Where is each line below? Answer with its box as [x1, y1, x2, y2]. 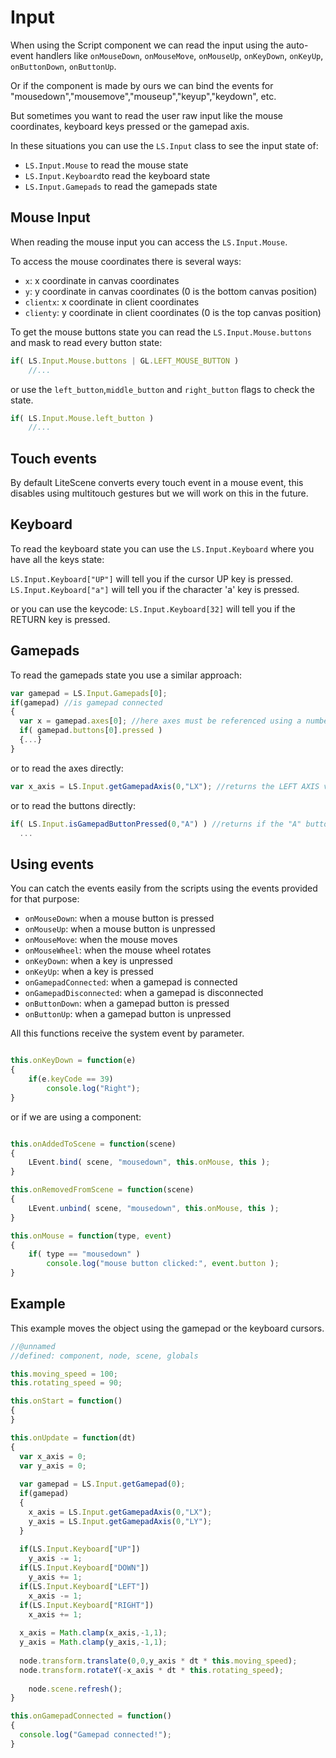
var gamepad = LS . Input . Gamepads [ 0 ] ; [10, 688, 168, 698]
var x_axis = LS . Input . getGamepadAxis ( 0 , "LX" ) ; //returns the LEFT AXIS [10, 781, 320, 791]
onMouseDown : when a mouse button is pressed [24, 912, 215, 925]
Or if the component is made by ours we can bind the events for [10, 79, 274, 91]
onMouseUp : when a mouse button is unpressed [24, 923, 216, 935]
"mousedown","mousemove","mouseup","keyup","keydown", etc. [10, 90, 277, 102]
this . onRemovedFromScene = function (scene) [10, 1185, 195, 1195]
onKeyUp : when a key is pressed [24, 966, 154, 978]
